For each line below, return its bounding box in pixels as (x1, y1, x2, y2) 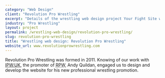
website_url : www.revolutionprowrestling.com (5, 43, 100, 48)
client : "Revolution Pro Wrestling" (5, 12, 80, 17)
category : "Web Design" (5, 7, 54, 12)
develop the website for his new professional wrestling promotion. (5, 67, 139, 73)
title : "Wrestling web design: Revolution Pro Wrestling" (5, 39, 126, 44)
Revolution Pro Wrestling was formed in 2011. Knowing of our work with (5, 57, 150, 62)
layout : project (5, 25, 38, 30)
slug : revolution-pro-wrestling (5, 35, 71, 39)
